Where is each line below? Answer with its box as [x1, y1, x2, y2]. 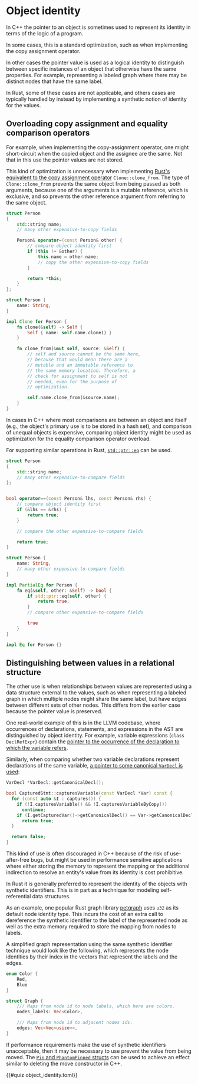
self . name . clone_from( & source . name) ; [27, 395, 120, 401]
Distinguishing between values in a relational [6, 658, 175, 668]
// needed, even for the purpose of [27, 378, 117, 384]
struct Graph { [6, 998, 44, 1004]
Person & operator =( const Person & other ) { [16, 238, 123, 243]
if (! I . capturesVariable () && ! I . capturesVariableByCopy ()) [16, 801, 167, 807]
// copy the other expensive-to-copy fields [37, 259, 149, 265]
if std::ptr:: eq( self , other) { [27, 593, 107, 599]
